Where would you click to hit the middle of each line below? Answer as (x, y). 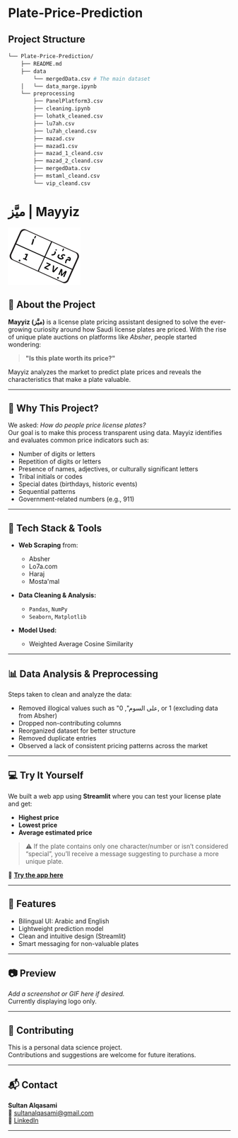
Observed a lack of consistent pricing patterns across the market (113, 745)
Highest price (38, 817)
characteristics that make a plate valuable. (70, 379)
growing (20, 329)
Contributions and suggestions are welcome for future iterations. (102, 1055)
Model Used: (37, 630)
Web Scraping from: (48, 545)
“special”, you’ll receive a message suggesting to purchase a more (122, 853)
